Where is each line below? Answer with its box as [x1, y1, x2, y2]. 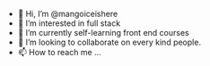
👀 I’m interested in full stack [17, 18, 121, 29]
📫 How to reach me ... [17, 47, 101, 57]
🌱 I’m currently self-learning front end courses [17, 28, 190, 37]
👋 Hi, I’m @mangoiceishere [17, 9, 118, 19]
